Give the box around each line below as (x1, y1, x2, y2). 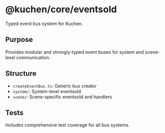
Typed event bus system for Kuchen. (5, 20, 83, 27)
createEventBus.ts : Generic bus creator (12, 83, 97, 89)
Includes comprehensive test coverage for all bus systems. (5, 122, 130, 128)
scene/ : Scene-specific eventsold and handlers (12, 94, 112, 100)
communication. (16, 54, 50, 60)
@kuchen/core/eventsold (5, 4, 117, 15)
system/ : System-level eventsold (12, 88, 81, 94)
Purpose (5, 35, 33, 44)
